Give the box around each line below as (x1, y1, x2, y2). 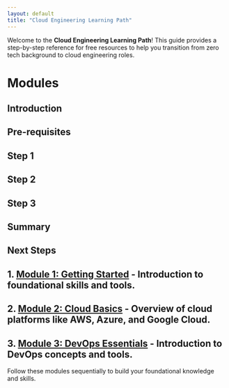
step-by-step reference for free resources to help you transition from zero (7, 43, 219, 52)
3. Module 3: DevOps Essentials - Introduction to (7, 337, 223, 349)
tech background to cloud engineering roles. (7, 50, 135, 59)
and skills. (7, 374, 36, 383)
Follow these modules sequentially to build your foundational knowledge (7, 367, 214, 375)
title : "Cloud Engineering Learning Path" (7, 17, 132, 24)
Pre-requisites (7, 126, 71, 138)
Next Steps (7, 245, 56, 256)
